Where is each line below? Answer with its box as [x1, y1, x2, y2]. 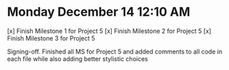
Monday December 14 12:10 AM [7, 4, 191, 20]
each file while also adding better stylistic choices [7, 54, 149, 62]
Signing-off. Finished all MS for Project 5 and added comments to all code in [7, 47, 223, 56]
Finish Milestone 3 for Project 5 [7, 34, 95, 42]
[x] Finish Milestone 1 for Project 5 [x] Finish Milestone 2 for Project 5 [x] [7, 27, 211, 35]
